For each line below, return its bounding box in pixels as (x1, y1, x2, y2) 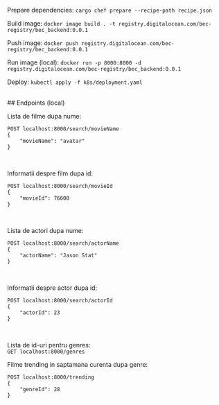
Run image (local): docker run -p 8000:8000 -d (7, 58, 142, 67)
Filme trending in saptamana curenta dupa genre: (7, 361, 148, 368)
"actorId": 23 (19, 309, 60, 316)
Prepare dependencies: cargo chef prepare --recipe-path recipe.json (7, 6, 213, 14)
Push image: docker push (7, 39, 78, 47)
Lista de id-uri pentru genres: (7, 341, 91, 349)
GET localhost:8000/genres (7, 348, 85, 355)
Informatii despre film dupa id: (7, 169, 94, 178)
